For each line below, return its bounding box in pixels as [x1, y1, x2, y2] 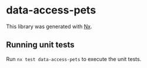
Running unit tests [6, 40, 75, 50]
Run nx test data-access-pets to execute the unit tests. [6, 55, 142, 62]
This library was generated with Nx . [6, 23, 92, 30]
